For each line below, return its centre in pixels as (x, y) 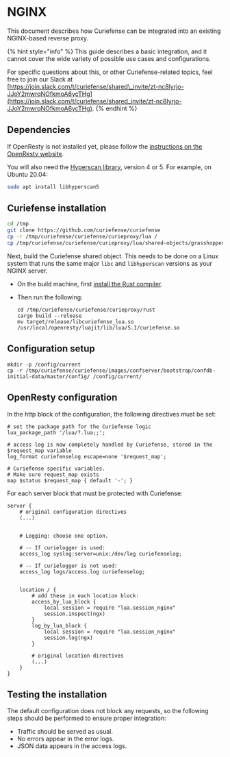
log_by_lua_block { (60, 625)
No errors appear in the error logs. (65, 739)
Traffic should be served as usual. (65, 732)
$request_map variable (39, 450)
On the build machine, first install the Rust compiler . (90, 284)
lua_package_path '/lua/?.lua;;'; (56, 432)
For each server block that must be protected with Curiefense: (95, 493)
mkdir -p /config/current (44, 364)
